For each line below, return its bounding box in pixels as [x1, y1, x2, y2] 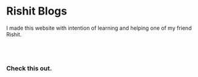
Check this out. [6, 64, 53, 72]
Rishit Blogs [6, 4, 68, 18]
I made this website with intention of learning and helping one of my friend [6, 24, 192, 32]
